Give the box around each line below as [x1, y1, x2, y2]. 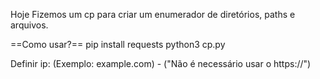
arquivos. [10, 19, 49, 31]
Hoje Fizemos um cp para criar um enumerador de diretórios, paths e [10, 9, 296, 20]
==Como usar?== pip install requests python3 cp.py [10, 39, 226, 50]
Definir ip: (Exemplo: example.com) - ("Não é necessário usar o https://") [10, 58, 312, 69]
